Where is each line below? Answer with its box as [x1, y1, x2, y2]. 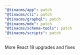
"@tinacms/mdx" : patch [4, 21, 52, 26]
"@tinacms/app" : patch [4, 7, 52, 12]
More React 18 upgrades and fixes [4, 44, 75, 50]
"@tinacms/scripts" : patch [4, 30, 61, 35]
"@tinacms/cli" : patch [4, 12, 52, 17]
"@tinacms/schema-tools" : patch [4, 26, 72, 31]
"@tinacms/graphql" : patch [4, 16, 61, 21]
